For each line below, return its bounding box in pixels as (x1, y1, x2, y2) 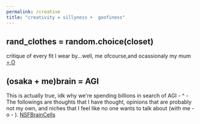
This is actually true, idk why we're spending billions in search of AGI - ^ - (6, 92, 189, 99)
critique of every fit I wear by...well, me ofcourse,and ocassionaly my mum (6, 52, 192, 60)
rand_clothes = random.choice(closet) (6, 37, 154, 47)
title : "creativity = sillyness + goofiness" (6, 14, 125, 20)
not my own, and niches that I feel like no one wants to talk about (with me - (6, 105, 195, 112)
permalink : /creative (6, 8, 61, 15)
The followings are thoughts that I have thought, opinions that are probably (6, 98, 192, 105)
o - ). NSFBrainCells (6, 111, 56, 119)
